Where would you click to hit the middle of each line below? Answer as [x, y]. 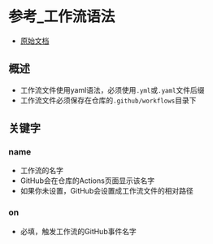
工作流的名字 [41, 171]
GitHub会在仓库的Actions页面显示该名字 [87, 181]
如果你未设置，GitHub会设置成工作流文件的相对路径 [106, 191]
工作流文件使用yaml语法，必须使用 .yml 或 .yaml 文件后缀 [112, 89]
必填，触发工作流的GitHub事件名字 [78, 231]
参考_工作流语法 [62, 17]
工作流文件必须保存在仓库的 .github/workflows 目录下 [108, 100]
